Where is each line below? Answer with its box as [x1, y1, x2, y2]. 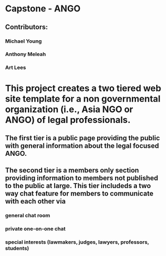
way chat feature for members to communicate [5, 190, 154, 198]
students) [5, 245, 29, 252]
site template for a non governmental [5, 93, 161, 104]
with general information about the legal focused [5, 141, 160, 150]
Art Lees [5, 64, 26, 71]
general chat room [5, 212, 51, 219]
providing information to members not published [5, 174, 159, 183]
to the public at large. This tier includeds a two [5, 182, 151, 190]
